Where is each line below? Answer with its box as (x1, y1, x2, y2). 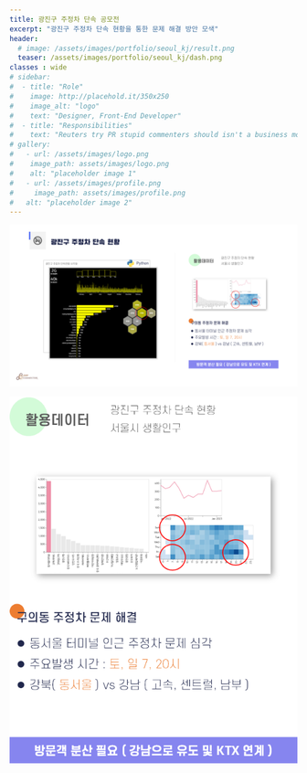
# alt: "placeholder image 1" (9, 169, 137, 178)
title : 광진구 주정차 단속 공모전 (9, 15, 120, 24)
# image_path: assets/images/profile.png (9, 188, 185, 197)
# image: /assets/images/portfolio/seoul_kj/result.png (17, 44, 235, 53)
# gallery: (9, 140, 51, 150)
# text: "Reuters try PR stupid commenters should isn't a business (9, 131, 288, 140)
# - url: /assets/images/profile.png (9, 178, 162, 187)
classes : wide (9, 63, 68, 72)
